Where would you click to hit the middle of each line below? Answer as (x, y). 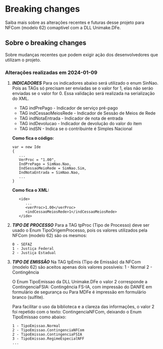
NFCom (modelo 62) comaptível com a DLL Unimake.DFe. (63, 27)
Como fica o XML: (31, 190)
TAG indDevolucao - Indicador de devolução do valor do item (81, 124)
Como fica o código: (33, 138)
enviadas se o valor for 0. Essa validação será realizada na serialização (83, 93)
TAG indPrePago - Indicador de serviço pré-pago (69, 108)
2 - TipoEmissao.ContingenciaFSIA (47, 334)
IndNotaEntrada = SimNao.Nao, (49, 173)
